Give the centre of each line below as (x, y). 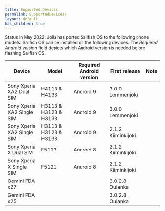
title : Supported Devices (31, 10)
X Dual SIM (20, 153)
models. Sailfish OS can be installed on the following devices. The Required (82, 43)
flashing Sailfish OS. (25, 53)
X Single (17, 167)
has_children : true (25, 23)
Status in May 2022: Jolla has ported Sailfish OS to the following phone (77, 37)
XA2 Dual (18, 92)
